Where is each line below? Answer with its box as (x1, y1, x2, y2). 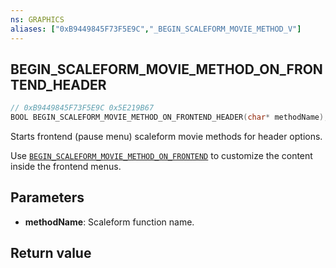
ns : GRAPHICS (10, 14, 65, 25)
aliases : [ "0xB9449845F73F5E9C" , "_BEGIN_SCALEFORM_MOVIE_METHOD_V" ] (10, 24, 302, 34)
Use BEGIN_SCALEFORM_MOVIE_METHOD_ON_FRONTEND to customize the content (10, 150, 313, 162)
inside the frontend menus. (10, 161, 122, 173)
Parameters (10, 189, 85, 206)
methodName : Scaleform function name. (24, 216, 195, 228)
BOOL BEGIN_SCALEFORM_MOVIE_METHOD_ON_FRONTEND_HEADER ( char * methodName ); (10, 112, 329, 123)
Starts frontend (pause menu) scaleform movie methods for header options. (10, 131, 323, 143)
